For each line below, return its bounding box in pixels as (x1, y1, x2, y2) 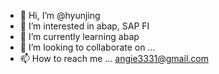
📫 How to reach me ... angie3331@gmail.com (19, 53, 209, 64)
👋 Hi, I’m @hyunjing (19, 10, 101, 21)
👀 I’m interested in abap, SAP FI (19, 20, 150, 32)
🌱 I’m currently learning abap (19, 31, 140, 42)
